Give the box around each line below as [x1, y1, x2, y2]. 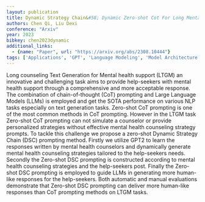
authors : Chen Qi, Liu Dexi [6, 20, 78, 26]
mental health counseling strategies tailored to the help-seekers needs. [6, 149, 186, 157]
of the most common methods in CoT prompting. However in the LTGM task [6, 110, 196, 118]
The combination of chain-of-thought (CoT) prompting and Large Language [6, 91, 196, 98]
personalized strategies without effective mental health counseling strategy [6, 123, 196, 130]
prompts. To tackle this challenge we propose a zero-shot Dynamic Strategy [6, 130, 198, 137]
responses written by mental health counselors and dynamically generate [6, 143, 191, 150]
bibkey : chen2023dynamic [6, 37, 70, 43]
